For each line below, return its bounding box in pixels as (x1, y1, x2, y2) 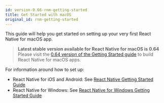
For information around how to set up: (5, 66, 85, 73)
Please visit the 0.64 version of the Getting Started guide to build (17, 51, 153, 57)
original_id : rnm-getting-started (5, 17, 79, 22)
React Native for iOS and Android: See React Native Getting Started (12, 77, 154, 83)
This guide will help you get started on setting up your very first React (5, 31, 151, 37)
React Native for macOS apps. (17, 57, 81, 63)
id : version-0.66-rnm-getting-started (5, 7, 87, 13)
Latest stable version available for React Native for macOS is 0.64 (17, 46, 159, 52)
